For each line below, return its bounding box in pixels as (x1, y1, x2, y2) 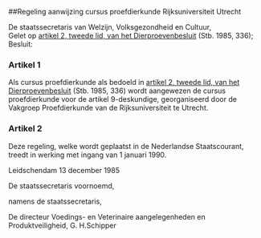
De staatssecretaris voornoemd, (8, 180, 115, 191)
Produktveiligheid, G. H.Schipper (8, 220, 116, 230)
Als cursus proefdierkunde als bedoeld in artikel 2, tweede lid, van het (8, 78, 240, 87)
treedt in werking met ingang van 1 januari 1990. (8, 150, 167, 159)
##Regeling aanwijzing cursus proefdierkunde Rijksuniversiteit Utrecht (8, 7, 242, 16)
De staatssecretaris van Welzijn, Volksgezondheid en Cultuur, (8, 22, 211, 31)
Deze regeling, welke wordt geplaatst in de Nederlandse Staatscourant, (8, 141, 244, 151)
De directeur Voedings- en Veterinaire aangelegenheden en (8, 212, 206, 221)
